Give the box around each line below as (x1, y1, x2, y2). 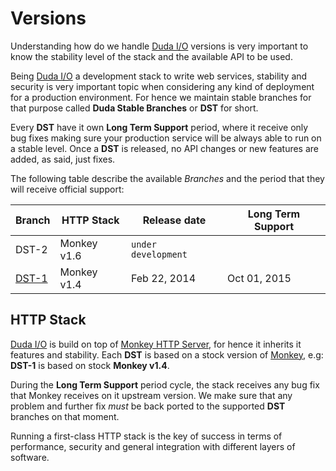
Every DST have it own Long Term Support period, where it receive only (10, 121, 309, 133)
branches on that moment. (10, 410, 120, 422)
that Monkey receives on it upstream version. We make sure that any (10, 389, 293, 401)
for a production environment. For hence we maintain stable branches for (10, 91, 312, 103)
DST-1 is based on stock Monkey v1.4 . (10, 359, 170, 371)
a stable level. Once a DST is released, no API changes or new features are (10, 142, 320, 154)
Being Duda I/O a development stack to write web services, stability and (10, 70, 308, 82)
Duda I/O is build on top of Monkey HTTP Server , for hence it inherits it (10, 338, 302, 350)
